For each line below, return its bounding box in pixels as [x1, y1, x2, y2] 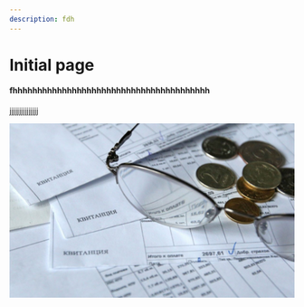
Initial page [9, 54, 95, 75]
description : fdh [9, 14, 75, 24]
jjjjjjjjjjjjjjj [9, 105, 39, 117]
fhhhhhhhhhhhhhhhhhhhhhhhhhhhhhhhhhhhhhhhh [9, 85, 211, 96]
